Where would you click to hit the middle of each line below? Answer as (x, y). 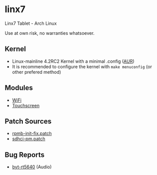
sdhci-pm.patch (29, 139)
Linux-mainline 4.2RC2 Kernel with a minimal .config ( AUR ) (73, 61)
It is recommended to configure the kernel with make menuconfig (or (82, 66)
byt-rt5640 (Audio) (32, 167)
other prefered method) (37, 72)
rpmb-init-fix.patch (32, 134)
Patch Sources (28, 121)
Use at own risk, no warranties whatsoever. (50, 33)
